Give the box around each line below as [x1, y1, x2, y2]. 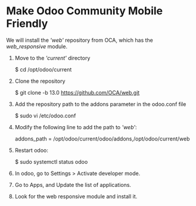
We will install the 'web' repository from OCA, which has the [6, 36, 153, 43]
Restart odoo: [14, 146, 49, 154]
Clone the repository [14, 77, 66, 85]
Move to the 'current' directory [14, 54, 91, 61]
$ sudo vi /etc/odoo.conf [14, 112, 76, 119]
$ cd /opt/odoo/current [14, 65, 72, 73]
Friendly [6, 17, 48, 30]
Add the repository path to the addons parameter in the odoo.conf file [14, 100, 186, 108]
